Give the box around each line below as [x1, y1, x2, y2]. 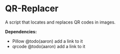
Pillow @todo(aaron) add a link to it [12, 38, 83, 44]
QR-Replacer [5, 3, 59, 14]
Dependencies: [5, 28, 37, 34]
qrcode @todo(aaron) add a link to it [12, 43, 86, 49]
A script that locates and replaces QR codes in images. [5, 19, 116, 25]
